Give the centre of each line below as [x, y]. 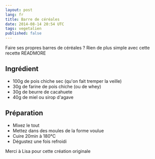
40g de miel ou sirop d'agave [43, 97]
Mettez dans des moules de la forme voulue [58, 130]
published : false [23, 33]
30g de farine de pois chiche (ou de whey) [57, 86]
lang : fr [14, 15]
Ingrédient [22, 69]
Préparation [24, 113]
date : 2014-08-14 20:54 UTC [35, 24]
